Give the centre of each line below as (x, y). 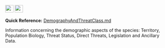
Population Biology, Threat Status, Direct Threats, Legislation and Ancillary (82, 35)
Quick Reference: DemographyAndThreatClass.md (58, 20)
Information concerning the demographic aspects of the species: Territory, (82, 30)
